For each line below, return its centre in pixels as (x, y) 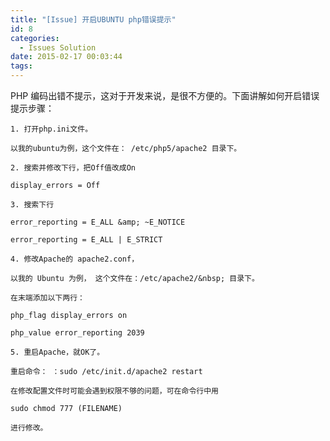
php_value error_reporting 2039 (77, 333)
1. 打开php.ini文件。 (51, 129)
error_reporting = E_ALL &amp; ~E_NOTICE (98, 222)
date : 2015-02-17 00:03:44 (66, 57)
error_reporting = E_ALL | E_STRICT (86, 240)
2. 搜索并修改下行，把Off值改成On (73, 168)
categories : (35, 38)
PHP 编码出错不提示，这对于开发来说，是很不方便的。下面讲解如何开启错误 (165, 95)
